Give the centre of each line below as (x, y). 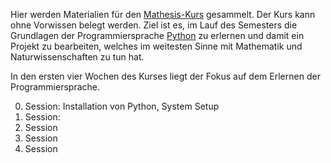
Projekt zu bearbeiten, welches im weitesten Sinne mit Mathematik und (156, 46)
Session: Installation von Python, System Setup (122, 106)
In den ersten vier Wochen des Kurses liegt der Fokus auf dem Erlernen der (165, 76)
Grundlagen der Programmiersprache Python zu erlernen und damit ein (157, 35)
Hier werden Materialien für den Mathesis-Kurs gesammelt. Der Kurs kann (163, 14)
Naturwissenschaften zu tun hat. (77, 57)
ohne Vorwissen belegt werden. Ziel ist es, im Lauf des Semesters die (154, 25)
